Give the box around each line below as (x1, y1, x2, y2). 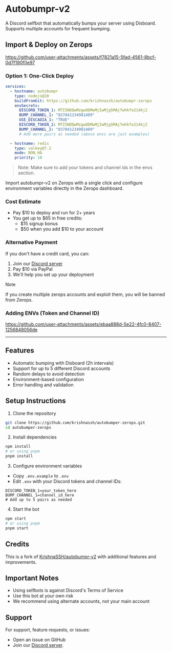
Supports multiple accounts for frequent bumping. (5, 25, 111, 31)
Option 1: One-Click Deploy (5, 72, 74, 80)
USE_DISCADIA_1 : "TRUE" (18, 117, 70, 123)
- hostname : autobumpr (10, 88, 58, 94)
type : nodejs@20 (14, 93, 50, 98)
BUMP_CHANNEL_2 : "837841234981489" (18, 127, 95, 132)
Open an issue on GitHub (12, 637, 66, 643)
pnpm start (5, 525, 29, 531)
